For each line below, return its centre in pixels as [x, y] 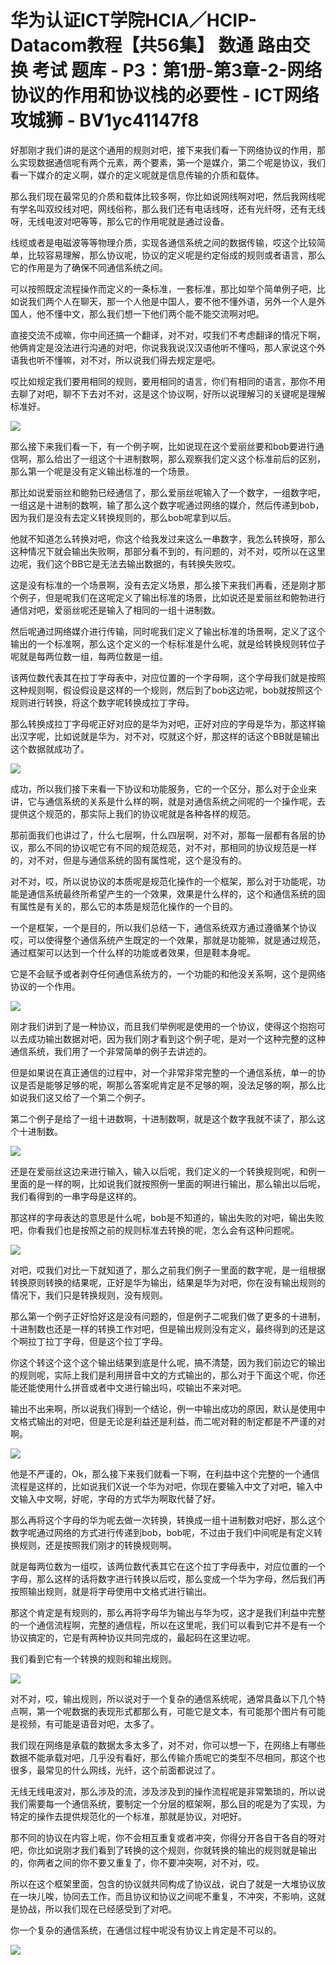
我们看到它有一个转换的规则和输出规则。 [93, 1658]
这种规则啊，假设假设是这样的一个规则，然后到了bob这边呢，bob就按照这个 [166, 690]
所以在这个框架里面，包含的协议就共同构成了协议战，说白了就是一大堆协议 [163, 1883]
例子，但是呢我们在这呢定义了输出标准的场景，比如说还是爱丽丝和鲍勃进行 [172, 597]
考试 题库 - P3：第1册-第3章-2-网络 [177, 70]
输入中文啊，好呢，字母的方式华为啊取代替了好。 [119, 1498]
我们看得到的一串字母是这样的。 [76, 1196]
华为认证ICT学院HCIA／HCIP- [133, 20]
